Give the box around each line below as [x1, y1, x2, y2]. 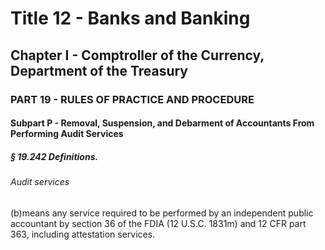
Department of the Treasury [10, 62, 189, 79]
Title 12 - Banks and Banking [10, 7, 251, 30]
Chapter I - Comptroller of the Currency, [10, 47, 265, 64]
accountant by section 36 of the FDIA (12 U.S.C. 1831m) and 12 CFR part [10, 217, 307, 229]
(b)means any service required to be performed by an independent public [10, 207, 314, 219]
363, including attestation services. [10, 228, 156, 240]
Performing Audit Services [10, 128, 124, 140]
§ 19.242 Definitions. [10, 150, 99, 162]
